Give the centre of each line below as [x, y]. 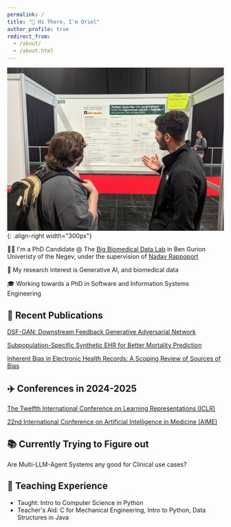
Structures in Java [43, 517]
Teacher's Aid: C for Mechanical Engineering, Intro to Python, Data [111, 510]
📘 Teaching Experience [57, 486]
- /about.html [33, 51]
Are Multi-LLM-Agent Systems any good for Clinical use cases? [97, 464]
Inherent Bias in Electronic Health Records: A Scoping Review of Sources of [114, 359]
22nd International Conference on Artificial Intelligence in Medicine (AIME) [112, 422]
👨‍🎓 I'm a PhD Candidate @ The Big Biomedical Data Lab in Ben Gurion [107, 249]
